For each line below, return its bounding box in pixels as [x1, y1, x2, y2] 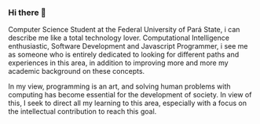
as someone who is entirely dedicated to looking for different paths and [8, 50, 240, 60]
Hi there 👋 [8, 7, 47, 18]
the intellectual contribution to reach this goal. [8, 107, 157, 116]
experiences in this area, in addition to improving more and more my [8, 58, 229, 67]
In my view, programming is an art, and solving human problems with [8, 82, 231, 91]
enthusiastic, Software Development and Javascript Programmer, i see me [8, 42, 248, 51]
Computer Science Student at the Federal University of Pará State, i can [8, 25, 240, 35]
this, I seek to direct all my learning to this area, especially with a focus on [8, 98, 247, 108]
